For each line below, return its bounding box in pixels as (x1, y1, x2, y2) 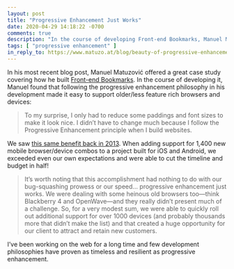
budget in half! (7, 161, 49, 170)
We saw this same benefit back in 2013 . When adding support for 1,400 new (7, 139, 226, 147)
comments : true (7, 29, 52, 37)
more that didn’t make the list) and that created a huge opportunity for (24, 219, 226, 227)
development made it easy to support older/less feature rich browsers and (7, 90, 221, 98)
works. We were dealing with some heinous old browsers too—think (24, 189, 219, 198)
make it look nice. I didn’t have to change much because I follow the (24, 118, 219, 127)
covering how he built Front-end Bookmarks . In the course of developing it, (7, 75, 223, 83)
